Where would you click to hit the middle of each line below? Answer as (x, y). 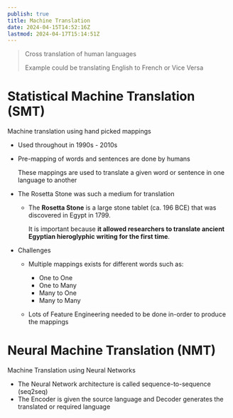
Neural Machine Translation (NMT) (112, 351)
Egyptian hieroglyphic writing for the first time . (99, 237)
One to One (56, 278)
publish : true (28, 14)
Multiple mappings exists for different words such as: (106, 264)
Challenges (34, 250)
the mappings (48, 322)
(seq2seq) (33, 392)
